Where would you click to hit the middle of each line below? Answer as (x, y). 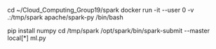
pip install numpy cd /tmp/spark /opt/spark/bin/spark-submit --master (109, 31)
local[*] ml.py (27, 38)
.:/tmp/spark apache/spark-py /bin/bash (66, 17)
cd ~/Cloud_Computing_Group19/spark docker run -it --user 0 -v (101, 10)
